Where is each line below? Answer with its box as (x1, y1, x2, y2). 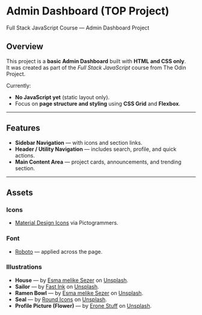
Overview (6, 41, 44, 52)
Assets (6, 188, 33, 198)
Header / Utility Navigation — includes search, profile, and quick (14, 145, 177, 153)
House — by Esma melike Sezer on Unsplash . (14, 277, 129, 284)
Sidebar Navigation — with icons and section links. (14, 139, 142, 146)
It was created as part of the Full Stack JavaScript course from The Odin (6, 64, 186, 71)
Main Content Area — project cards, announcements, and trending (14, 158, 182, 165)
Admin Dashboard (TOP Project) (6, 4, 170, 18)
